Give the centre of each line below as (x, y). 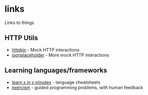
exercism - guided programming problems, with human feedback (77, 87)
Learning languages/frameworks (56, 70)
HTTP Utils (21, 38)
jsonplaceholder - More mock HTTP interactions (60, 55)
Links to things (19, 23)
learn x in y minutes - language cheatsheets (56, 82)
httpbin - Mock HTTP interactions (45, 49)
